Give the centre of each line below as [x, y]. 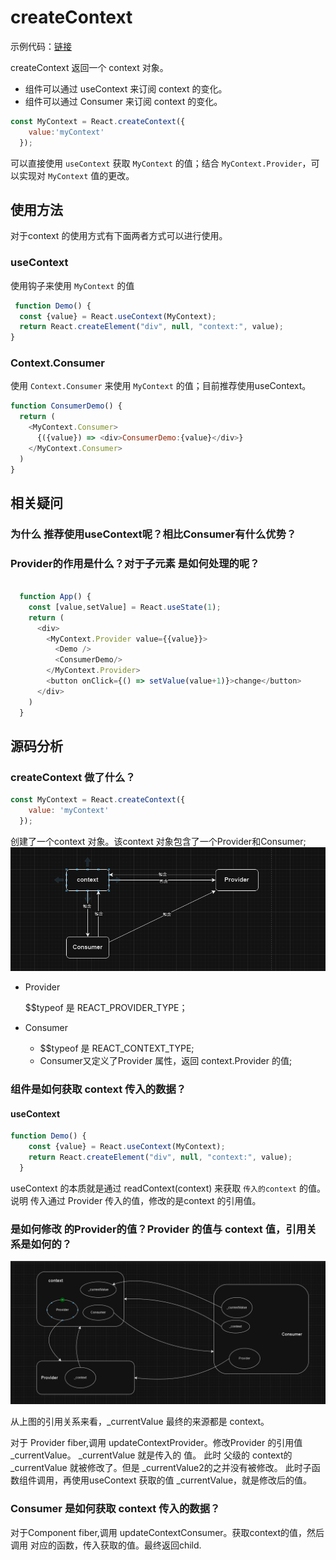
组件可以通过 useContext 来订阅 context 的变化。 [126, 88]
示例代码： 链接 [41, 46]
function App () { [55, 597]
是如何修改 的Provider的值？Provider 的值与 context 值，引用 [158, 1229]
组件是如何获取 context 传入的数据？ [98, 1089]
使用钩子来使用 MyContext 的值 [72, 285]
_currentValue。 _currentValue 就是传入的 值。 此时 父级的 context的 [151, 1455]
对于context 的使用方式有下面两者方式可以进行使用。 [119, 236]
